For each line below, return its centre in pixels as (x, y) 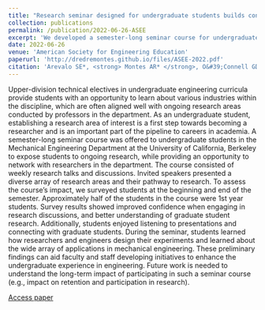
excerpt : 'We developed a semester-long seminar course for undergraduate (134, 37)
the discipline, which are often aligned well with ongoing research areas (125, 106)
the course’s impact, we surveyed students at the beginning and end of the (130, 189)
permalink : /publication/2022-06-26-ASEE (77, 30)
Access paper (31, 297)
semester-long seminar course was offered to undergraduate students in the (132, 140)
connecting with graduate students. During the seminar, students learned (127, 232)
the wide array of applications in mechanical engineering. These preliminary (132, 248)
